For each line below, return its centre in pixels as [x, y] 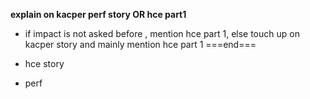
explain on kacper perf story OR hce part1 [98, 14]
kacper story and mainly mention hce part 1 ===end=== [140, 44]
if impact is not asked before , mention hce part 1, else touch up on [162, 33]
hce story [44, 63]
